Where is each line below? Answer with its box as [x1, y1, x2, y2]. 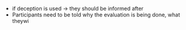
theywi [12, 18, 29, 24]
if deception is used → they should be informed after [12, 5, 144, 12]
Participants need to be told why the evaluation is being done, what [12, 11, 181, 18]
